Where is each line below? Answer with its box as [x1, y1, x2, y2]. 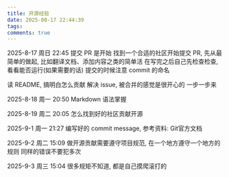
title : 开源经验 [7, 10, 49, 17]
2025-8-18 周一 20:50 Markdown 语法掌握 [7, 95, 127, 104]
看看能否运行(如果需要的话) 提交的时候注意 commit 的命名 [7, 66, 170, 74]
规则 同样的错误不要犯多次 [7, 147, 81, 156]
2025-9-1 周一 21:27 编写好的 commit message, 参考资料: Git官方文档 [7, 124, 202, 132]
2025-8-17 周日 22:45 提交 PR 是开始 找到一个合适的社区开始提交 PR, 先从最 [7, 49, 223, 57]
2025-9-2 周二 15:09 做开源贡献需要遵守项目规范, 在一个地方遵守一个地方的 [7, 139, 221, 147]
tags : [7, 23, 23, 29]
